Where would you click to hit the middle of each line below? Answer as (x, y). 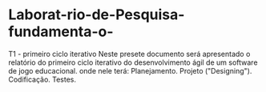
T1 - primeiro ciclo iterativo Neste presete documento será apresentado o (129, 54)
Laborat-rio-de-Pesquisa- (97, 15)
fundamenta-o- (61, 32)
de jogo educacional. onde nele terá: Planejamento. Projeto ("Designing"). (130, 70)
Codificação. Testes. (42, 79)
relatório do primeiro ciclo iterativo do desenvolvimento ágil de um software (133, 62)
